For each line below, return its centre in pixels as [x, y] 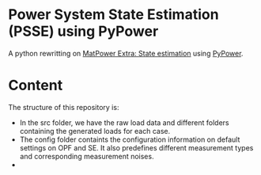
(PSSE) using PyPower [83, 31]
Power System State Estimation [113, 15]
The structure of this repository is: [64, 107]
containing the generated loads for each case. [95, 131]
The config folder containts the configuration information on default [130, 139]
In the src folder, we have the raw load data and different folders [124, 122]
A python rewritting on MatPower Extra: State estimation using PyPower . [126, 53]
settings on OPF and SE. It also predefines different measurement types [136, 147]
